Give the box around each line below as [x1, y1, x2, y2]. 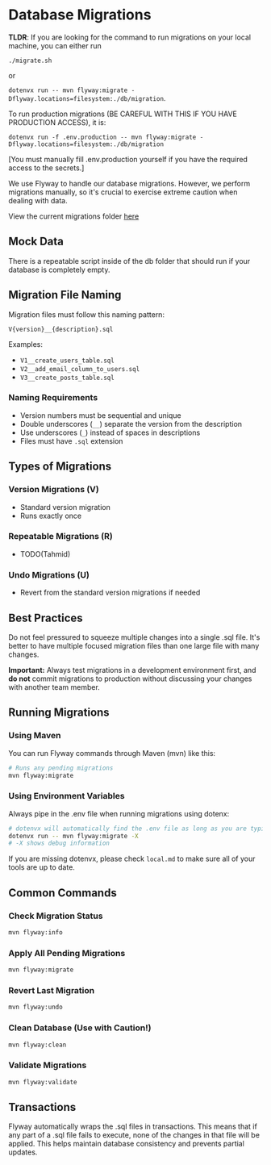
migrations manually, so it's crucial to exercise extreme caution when [8, 187, 238, 197]
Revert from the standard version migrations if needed [19, 587, 201, 598]
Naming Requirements [8, 392, 98, 403]
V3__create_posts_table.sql [19, 374, 115, 382]
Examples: [8, 339, 43, 349]
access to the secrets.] [8, 163, 85, 173]
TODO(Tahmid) [19, 549, 71, 558]
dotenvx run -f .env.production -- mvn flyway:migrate [8, 133, 197, 141]
